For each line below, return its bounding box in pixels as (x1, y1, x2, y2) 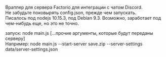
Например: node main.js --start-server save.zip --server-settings (5, 41, 143, 47)
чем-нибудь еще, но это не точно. (5, 20, 79, 26)
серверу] (5, 35, 25, 41)
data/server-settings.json (5, 46, 58, 52)
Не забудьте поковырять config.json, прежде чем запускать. (5, 10, 137, 16)
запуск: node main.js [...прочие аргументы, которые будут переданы (5, 30, 153, 36)
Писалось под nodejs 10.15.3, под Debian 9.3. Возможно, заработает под (5, 15, 161, 21)
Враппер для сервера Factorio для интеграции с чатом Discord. (5, 5, 143, 10)
